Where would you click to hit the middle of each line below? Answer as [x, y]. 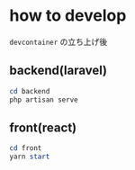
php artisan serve [44, 100]
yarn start [30, 157]
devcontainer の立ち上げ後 [58, 41]
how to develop [68, 16]
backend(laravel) [58, 71]
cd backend [30, 91]
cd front [26, 148]
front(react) [43, 127]
